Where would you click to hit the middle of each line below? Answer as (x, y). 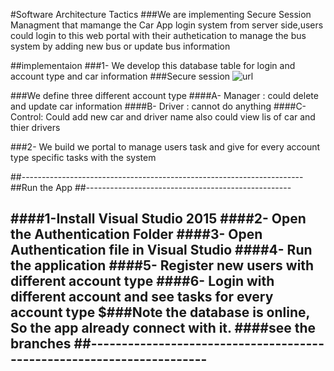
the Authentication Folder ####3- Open (136, 234)
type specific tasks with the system (83, 157)
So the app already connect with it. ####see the (163, 328)
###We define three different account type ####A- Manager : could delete (164, 95)
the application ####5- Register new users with (162, 265)
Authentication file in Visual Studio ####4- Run (161, 250)
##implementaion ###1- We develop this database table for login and (153, 65)
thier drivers (35, 127)
